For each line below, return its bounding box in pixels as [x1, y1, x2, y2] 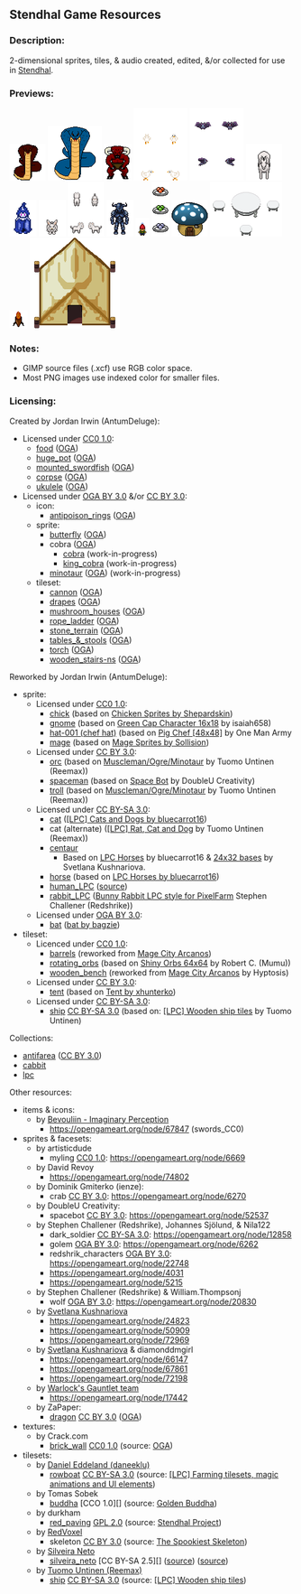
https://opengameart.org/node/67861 [49, 1363, 188, 1374]
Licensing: [9, 395, 57, 407]
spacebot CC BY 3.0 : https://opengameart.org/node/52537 [49, 1209, 269, 1220]
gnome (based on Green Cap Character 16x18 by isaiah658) [49, 717, 272, 728]
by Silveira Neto [35, 1545, 96, 1556]
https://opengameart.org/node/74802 [49, 1171, 189, 1182]
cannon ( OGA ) [49, 586, 104, 597]
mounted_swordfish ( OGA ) [35, 461, 135, 472]
